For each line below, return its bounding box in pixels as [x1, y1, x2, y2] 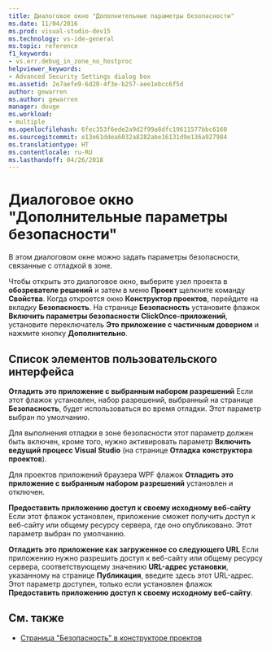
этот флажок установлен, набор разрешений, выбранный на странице [8, 395, 254, 404]
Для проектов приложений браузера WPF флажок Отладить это [8, 470, 234, 479]
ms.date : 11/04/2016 [8, 20, 79, 28]
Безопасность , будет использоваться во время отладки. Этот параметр [8, 404, 262, 413]
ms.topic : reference [8, 42, 79, 50]
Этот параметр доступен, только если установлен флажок [8, 579, 213, 588]
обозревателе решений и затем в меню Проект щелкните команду [8, 286, 246, 295]
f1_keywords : [8, 50, 53, 58]
